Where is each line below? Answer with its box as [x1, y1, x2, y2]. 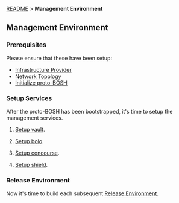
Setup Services [6, 94, 52, 102]
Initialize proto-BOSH [14, 79, 68, 86]
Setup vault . [14, 126, 45, 133]
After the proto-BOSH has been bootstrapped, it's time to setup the [6, 108, 173, 115]
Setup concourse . [14, 149, 60, 156]
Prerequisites [6, 40, 46, 49]
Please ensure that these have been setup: [6, 54, 113, 62]
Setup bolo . [14, 137, 44, 144]
